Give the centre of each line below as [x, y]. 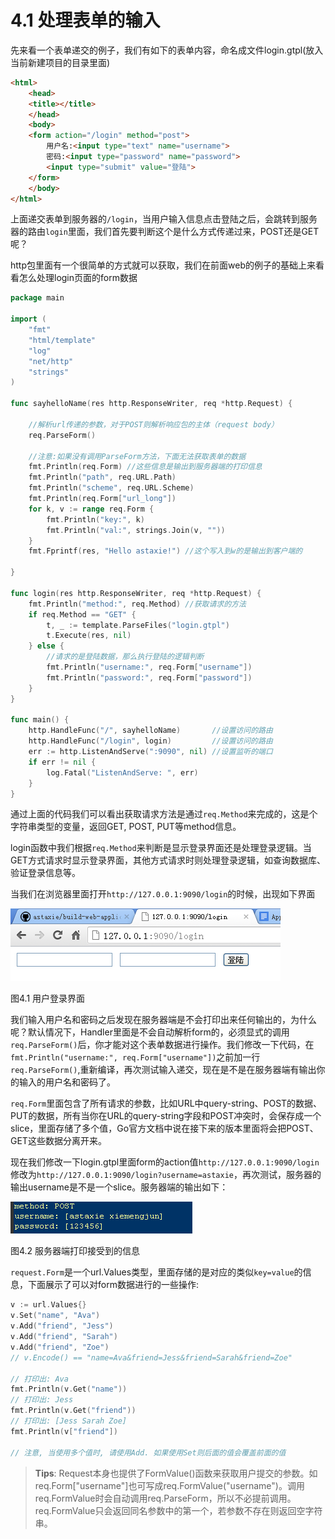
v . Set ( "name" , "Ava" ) [55, 1316]
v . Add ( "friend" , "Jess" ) [62, 1326]
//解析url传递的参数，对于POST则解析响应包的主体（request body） [153, 424]
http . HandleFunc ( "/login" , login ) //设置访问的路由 [150, 741]
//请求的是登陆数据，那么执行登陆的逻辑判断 [125, 657]
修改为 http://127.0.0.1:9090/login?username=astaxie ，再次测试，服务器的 [166, 1175]
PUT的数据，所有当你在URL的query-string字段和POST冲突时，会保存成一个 [166, 1116]
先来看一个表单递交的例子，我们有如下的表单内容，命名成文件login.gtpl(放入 [167, 50]
